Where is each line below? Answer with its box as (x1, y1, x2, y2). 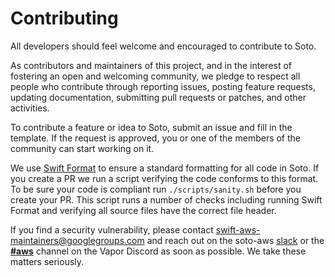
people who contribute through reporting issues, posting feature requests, (10, 80, 316, 92)
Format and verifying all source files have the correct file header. (10, 204, 277, 216)
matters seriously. (10, 255, 85, 267)
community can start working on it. (10, 142, 155, 154)
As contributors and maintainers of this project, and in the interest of (10, 59, 293, 71)
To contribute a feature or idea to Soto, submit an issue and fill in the (10, 121, 293, 133)
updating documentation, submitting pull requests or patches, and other (10, 91, 307, 103)
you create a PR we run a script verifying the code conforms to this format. (10, 172, 319, 184)
